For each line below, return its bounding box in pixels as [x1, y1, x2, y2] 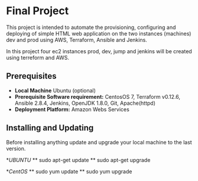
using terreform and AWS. [6, 54, 70, 61]
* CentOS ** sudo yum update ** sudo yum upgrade [6, 167, 132, 175]
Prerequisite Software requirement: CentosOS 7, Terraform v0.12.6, [14, 93, 180, 100]
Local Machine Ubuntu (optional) [14, 87, 96, 94]
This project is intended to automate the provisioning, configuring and [6, 24, 176, 31]
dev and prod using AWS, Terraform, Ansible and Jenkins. [6, 36, 148, 43]
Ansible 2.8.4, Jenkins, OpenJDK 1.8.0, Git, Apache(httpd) [14, 99, 155, 106]
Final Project [6, 4, 69, 18]
